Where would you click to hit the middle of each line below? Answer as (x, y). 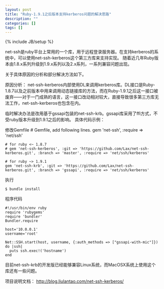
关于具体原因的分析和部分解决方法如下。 (46, 74)
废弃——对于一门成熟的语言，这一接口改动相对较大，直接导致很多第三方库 (80, 97)
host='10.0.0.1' (21, 230)
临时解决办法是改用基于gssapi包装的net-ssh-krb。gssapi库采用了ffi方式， (79, 113)
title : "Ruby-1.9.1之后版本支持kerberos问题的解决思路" (58, 14)
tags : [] (14, 28)
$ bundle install (23, 189)
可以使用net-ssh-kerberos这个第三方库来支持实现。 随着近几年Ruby (86, 58)
